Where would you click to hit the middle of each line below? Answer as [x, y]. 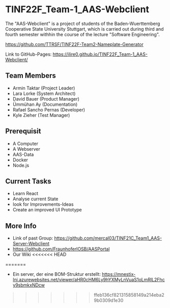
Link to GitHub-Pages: [29, 54]
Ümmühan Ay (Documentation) [45, 104]
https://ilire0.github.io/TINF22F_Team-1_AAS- [100, 54]
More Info [21, 226]
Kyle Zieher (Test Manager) [41, 115]
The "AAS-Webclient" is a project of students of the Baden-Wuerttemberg [83, 23]
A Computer [25, 144]
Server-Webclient [31, 244]
